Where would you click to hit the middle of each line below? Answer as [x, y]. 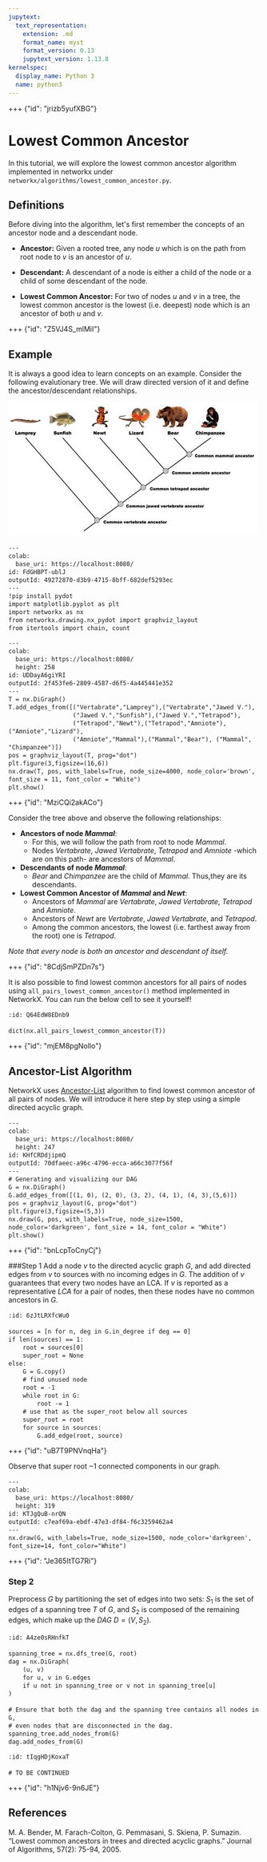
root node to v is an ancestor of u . [76, 257]
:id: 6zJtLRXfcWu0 [39, 1315]
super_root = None [53, 1355]
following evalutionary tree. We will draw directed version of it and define [129, 382]
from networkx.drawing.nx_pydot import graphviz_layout [103, 620]
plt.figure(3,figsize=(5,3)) [57, 1211]
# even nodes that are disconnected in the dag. [91, 1726]
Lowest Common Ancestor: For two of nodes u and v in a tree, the [130, 297]
